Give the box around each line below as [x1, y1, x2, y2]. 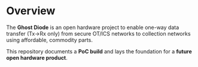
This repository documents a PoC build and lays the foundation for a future [6, 47, 193, 55]
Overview [6, 4, 56, 18]
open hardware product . [6, 54, 68, 61]
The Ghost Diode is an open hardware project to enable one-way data [6, 24, 179, 31]
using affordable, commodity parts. [6, 36, 93, 43]
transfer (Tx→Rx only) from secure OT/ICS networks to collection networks [6, 30, 191, 37]
